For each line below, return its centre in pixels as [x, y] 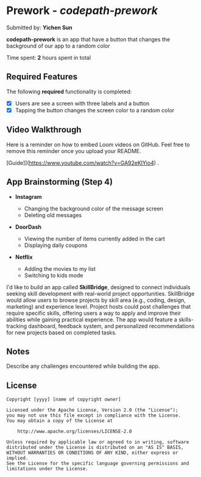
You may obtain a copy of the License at [60, 421]
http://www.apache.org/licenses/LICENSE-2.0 [75, 432]
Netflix [24, 257]
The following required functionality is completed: [69, 91]
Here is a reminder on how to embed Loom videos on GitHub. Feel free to [98, 145]
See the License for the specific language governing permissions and [98, 464]
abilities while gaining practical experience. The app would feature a [92, 319]
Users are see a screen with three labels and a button [82, 103]
